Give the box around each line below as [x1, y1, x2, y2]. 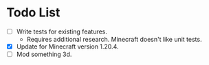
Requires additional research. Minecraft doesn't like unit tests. [26, 36, 202, 43]
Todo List [6, 5, 60, 21]
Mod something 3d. [16, 50, 72, 59]
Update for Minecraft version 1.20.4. [16, 42, 119, 51]
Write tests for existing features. [16, 27, 108, 36]
